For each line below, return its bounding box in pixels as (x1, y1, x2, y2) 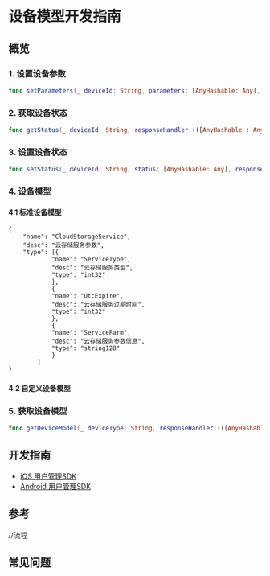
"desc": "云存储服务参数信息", (51, 337, 145, 346)
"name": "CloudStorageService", (22, 232, 131, 241)
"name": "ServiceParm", (51, 329, 131, 337)
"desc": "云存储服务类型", (51, 264, 133, 272)
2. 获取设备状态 (8, 107, 68, 118)
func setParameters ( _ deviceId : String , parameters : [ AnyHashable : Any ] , (8, 86, 261, 95)
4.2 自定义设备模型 (8, 383, 71, 393)
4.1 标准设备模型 (8, 207, 62, 217)
